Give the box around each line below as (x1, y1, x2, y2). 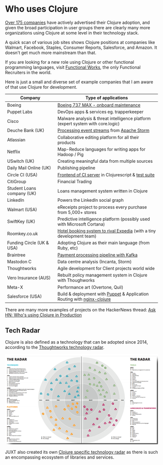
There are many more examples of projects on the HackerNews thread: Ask (5, 307, 156, 313)
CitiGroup (7, 178, 27, 184)
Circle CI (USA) (7, 172, 38, 177)
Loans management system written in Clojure (57, 188, 148, 194)
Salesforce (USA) (7, 293, 42, 299)
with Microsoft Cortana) (57, 221, 105, 227)
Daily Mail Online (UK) (7, 165, 51, 171)
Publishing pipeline (57, 165, 96, 171)
